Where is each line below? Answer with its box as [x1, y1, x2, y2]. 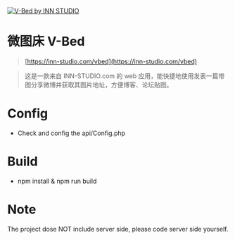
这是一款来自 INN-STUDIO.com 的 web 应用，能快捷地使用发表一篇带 [24, 71, 225, 80]
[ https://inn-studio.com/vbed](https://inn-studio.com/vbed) [24, 57, 198, 65]
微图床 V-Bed [7, 34, 85, 49]
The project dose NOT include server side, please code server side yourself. [7, 225, 229, 233]
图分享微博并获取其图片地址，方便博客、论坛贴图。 [24, 80, 173, 89]
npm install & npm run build [17, 177, 97, 185]
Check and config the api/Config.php [17, 129, 125, 137]
